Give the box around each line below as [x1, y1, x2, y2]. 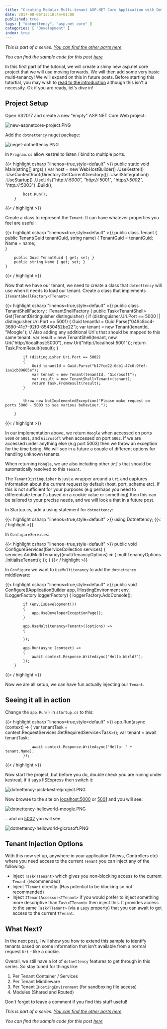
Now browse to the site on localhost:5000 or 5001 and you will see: [5, 796, 143, 802]
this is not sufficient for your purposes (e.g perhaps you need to [5, 486, 136, 492]
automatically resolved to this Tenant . [5, 466, 81, 472]
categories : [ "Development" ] [5, 26, 70, 31]
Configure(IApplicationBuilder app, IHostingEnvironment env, [5, 587, 130, 593]
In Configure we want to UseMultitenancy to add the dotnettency [5, 566, 137, 572]
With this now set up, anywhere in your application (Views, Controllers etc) [5, 853, 158, 859]
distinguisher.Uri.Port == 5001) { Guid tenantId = [5, 318, 104, 325]
